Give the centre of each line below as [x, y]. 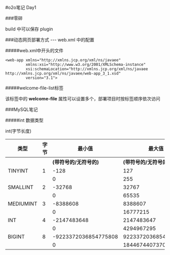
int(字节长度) [18, 131]
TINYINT [18, 171]
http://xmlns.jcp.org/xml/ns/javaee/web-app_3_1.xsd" [63, 74]
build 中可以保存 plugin [29, 29]
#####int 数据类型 [25, 120]
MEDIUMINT [23, 204]
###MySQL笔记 [22, 110]
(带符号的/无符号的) [76, 162]
